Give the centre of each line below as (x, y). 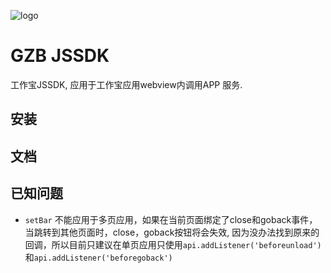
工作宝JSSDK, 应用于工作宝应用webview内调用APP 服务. (126, 84)
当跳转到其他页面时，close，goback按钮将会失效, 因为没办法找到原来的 (172, 232)
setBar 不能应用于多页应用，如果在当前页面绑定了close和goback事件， (171, 219)
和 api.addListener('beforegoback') (98, 257)
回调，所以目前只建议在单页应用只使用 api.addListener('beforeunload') (173, 244)
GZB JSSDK (60, 56)
